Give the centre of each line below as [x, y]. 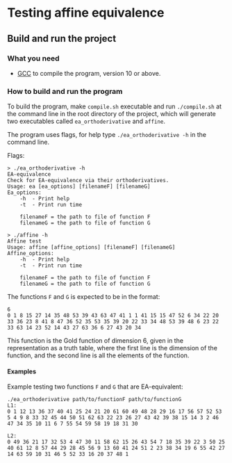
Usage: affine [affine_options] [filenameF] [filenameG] [91, 247]
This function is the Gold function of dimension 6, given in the [96, 341]
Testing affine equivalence [86, 13]
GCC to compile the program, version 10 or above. [89, 73]
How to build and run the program [65, 91]
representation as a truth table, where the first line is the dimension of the [112, 348]
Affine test [24, 241]
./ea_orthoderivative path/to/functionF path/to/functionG [94, 400]
